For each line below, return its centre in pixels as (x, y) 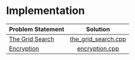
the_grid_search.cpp (98, 39)
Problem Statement (37, 29)
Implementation (45, 11)
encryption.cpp (98, 48)
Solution (98, 29)
